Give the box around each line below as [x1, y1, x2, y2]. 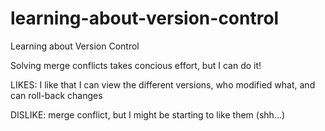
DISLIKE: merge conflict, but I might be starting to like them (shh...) [10, 108, 286, 121]
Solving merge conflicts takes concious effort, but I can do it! [10, 59, 262, 71]
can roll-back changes [10, 89, 103, 101]
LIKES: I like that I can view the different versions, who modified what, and [10, 78, 316, 91]
